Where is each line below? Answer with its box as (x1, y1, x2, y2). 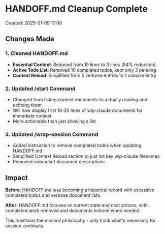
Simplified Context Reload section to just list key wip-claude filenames (12, 153, 160, 159)
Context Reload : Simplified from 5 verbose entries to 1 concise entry (12, 72, 156, 78)
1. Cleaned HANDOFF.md (5, 50, 68, 57)
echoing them (12, 102, 42, 108)
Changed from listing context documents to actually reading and (12, 96, 148, 102)
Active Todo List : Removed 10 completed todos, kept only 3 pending (12, 67, 156, 73)
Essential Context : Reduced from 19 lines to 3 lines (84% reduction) (12, 62, 156, 68)
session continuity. (5, 223, 45, 229)
